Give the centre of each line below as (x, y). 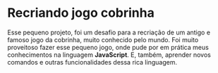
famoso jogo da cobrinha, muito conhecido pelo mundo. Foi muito (103, 39)
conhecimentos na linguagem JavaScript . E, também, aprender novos (109, 55)
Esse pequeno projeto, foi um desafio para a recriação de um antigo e (109, 32)
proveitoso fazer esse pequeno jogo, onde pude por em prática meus (108, 47)
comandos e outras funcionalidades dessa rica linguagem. (92, 62)
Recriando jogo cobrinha (81, 13)
